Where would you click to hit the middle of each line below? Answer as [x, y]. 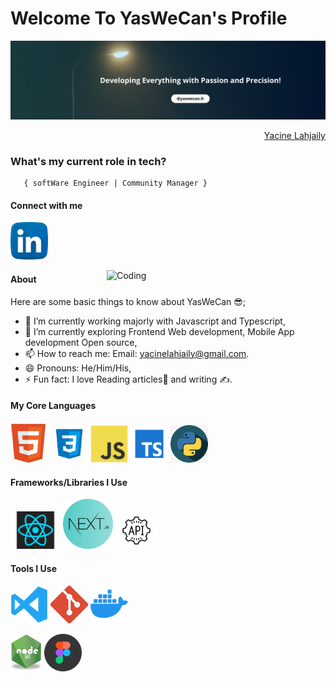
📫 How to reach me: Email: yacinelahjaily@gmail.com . [137, 353]
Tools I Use [34, 568]
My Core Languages [53, 406]
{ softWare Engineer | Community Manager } [115, 183]
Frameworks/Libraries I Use [69, 482]
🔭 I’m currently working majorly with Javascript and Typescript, [155, 321]
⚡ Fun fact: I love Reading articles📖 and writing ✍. [128, 379]
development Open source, [81, 342]
